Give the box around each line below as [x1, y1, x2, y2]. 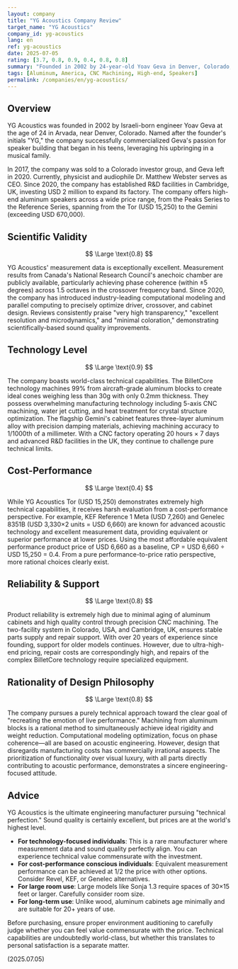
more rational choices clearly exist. [7, 557, 110, 566]
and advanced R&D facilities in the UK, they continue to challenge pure [7, 436, 214, 445]
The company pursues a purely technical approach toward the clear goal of [7, 709, 228, 718]
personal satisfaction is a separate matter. [7, 941, 130, 950]
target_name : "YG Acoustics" [7, 23, 93, 30]
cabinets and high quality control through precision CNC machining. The [7, 618, 219, 627]
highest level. [7, 823, 47, 832]
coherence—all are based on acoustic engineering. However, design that [7, 739, 220, 747]
